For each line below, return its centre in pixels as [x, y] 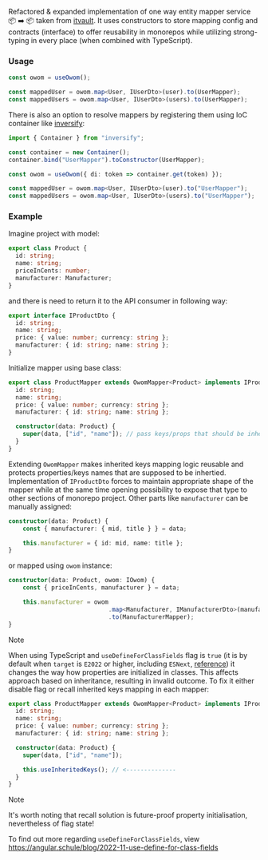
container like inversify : [47, 123]
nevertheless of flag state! [51, 824]
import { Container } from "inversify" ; [77, 138]
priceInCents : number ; [53, 271]
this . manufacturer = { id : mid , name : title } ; [103, 543]
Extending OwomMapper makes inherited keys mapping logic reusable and [126, 464]
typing [19, 40]
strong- [245, 32]
